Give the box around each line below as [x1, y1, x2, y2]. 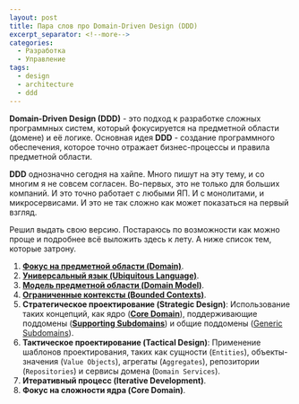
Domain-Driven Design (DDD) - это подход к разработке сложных [9, 113, 261, 124]
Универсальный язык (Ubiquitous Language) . [21, 270, 200, 281]
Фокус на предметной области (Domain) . [21, 260, 184, 271]
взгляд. [9, 206, 38, 217]
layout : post [9, 13, 58, 22]
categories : [9, 38, 54, 48]
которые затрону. [9, 243, 77, 254]
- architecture [17, 80, 74, 89]
